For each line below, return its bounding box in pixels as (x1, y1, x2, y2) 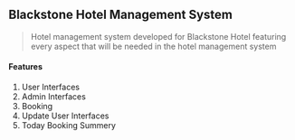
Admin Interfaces (21, 91, 87, 102)
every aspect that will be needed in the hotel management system (30, 41, 277, 51)
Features (8, 61, 43, 72)
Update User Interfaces (21, 110, 109, 121)
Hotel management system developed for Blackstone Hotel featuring (30, 31, 287, 42)
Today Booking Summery (21, 120, 117, 131)
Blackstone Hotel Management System (8, 7, 233, 23)
